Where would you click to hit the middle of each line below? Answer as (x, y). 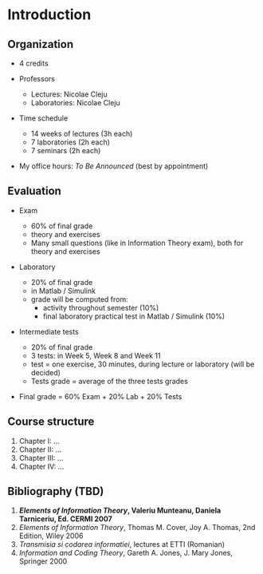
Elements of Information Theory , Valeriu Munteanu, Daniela (120, 511)
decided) (46, 372)
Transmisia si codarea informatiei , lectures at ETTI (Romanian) (122, 544)
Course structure (51, 422)
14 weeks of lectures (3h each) (82, 134)
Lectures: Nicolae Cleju (69, 94)
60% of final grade (62, 226)
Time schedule (43, 118)
